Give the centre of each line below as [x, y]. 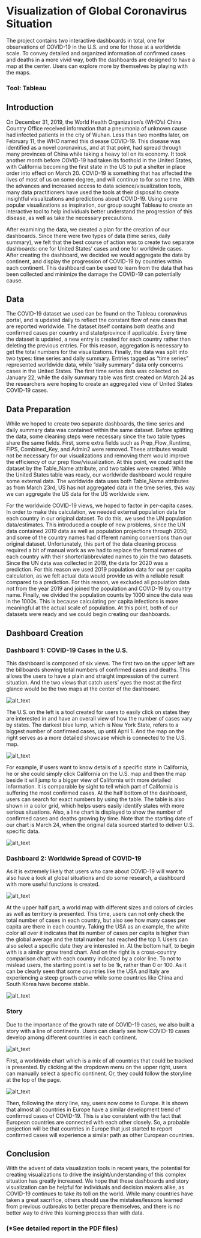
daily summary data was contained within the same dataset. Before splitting [100, 430]
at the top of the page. [34, 1079]
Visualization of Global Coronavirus [97, 11]
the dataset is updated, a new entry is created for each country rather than [98, 339]
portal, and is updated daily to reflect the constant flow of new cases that [97, 320]
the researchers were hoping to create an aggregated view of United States [100, 384]
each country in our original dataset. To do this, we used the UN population [99, 519]
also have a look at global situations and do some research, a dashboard [96, 878]
